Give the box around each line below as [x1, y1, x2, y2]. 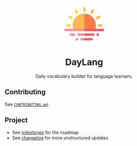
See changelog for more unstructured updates [12, 134, 109, 140]
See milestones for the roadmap [12, 129, 79, 135]
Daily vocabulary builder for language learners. [35, 73, 133, 79]
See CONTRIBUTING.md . [5, 101, 49, 107]
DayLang [64, 57, 104, 68]
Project [5, 116, 28, 125]
